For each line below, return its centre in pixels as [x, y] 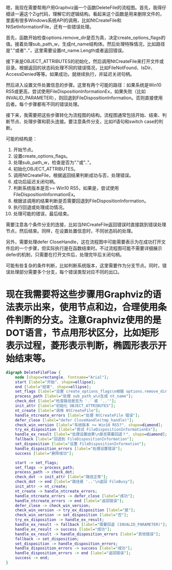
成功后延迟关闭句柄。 [35, 182]
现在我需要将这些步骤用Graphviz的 [79, 295]
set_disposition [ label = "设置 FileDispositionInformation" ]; [81, 444]
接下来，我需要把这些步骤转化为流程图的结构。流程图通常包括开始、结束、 [84, 115]
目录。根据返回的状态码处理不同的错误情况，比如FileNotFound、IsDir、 [80, 68]
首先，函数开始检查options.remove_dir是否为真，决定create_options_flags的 [85, 38]
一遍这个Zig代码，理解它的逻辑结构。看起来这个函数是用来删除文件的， [90, 14]
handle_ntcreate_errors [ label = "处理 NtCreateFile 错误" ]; [77, 415]
